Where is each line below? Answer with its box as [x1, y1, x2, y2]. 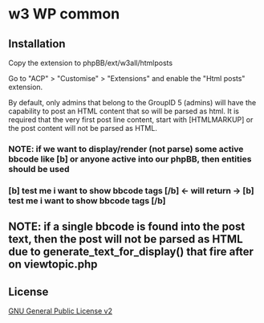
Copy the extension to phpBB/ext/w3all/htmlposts [8, 58, 173, 67]
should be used [8, 163, 70, 174]
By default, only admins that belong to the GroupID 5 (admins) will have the [8, 98, 257, 107]
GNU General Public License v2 [8, 306, 112, 316]
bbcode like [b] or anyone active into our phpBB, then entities [8, 153, 252, 165]
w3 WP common [8, 5, 120, 23]
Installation [8, 37, 66, 51]
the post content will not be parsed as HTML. [8, 124, 158, 133]
